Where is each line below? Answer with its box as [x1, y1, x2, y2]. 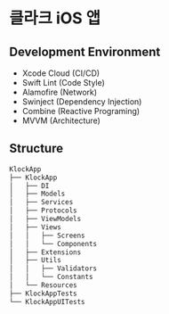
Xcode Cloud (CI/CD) [21, 68, 101, 78]
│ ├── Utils [9, 256, 62, 265]
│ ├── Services [9, 198, 74, 207]
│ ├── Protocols [9, 206, 77, 215]
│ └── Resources [9, 281, 77, 290]
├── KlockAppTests [9, 289, 77, 298]
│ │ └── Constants [9, 273, 93, 282]
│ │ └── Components [9, 239, 98, 248]
